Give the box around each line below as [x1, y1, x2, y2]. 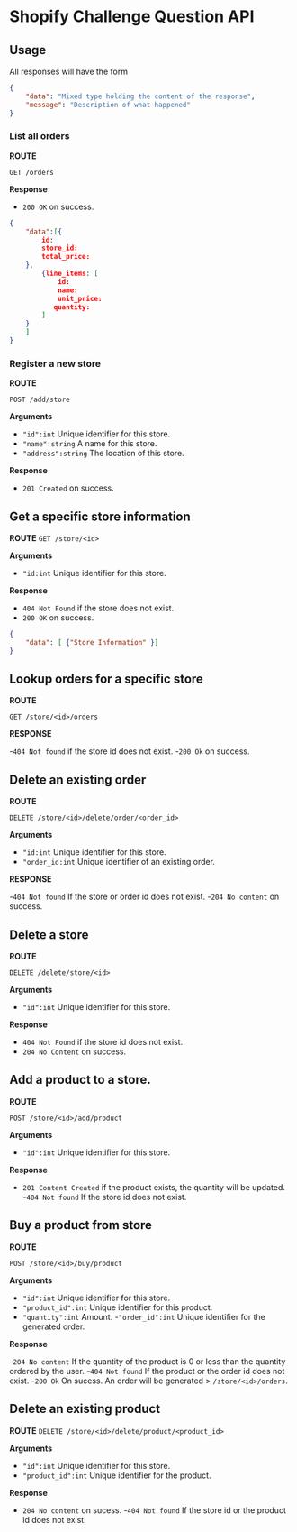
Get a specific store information [9, 509, 191, 524]
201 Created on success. [22, 482, 114, 493]
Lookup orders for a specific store [9, 672, 204, 687]
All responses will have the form [9, 66, 129, 77]
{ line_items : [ [41, 269, 99, 279]
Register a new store [9, 357, 102, 370]
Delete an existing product [9, 1401, 161, 1417]
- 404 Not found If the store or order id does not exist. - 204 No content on [9, 891, 280, 903]
